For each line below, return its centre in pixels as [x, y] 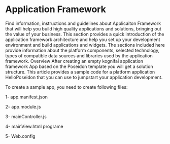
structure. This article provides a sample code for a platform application [80, 71]
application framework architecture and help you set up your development [83, 40]
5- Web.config [20, 136]
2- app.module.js [23, 106]
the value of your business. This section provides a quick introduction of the [85, 34]
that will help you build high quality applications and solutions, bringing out [83, 28]
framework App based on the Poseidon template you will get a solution [79, 66]
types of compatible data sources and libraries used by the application [79, 56]
